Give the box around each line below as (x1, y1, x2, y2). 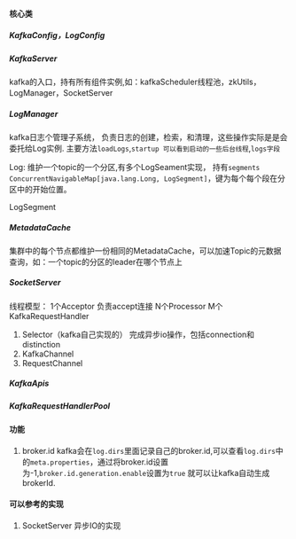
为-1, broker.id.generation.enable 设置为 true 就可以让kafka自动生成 (21, 467, 270, 478)
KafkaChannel (21, 348, 74, 359)
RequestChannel (21, 357, 83, 368)
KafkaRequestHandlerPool (9, 400, 111, 411)
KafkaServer (9, 53, 58, 64)
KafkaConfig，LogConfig (9, 30, 105, 41)
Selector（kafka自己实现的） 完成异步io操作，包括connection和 (21, 329, 255, 340)
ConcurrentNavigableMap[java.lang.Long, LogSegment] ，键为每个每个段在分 (9, 173, 285, 184)
